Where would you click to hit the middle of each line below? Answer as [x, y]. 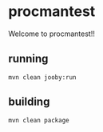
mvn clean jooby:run [43, 77]
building [29, 102]
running [28, 59]
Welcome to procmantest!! [52, 34]
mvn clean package [39, 120]
